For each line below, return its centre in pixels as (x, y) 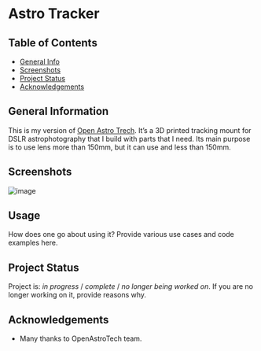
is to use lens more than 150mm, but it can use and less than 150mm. (119, 147)
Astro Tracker (54, 14)
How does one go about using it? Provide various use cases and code (121, 235)
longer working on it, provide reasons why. (77, 295)
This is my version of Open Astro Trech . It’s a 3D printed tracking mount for (130, 130)
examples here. (33, 243)
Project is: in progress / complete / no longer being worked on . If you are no (131, 286)
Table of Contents (53, 43)
